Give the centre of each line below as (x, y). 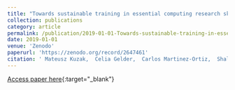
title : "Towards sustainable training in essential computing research (114, 14)
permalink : (23, 33)
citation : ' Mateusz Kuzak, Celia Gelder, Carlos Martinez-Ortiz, (109, 59)
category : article (34, 27)
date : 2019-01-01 (33, 40)
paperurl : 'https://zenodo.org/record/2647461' (78, 53)
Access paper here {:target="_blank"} (61, 79)
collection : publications (45, 20)
